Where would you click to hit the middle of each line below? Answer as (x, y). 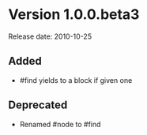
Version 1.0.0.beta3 (74, 15)
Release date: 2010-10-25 (50, 36)
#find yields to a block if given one (76, 80)
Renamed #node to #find (60, 124)
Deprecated (38, 105)
